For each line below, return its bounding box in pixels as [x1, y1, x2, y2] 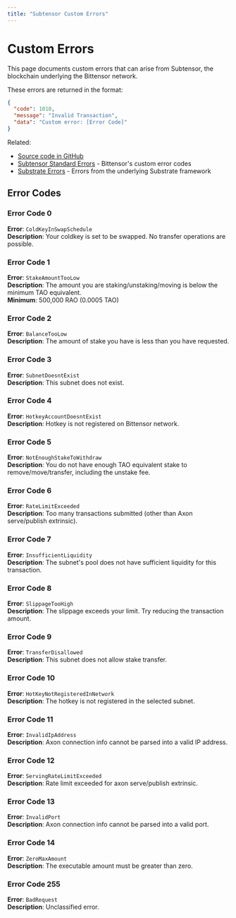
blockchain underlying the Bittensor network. [7, 71, 138, 80]
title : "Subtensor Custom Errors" [7, 10, 109, 18]
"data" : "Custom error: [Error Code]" [13, 119, 128, 126]
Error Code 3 [7, 355, 52, 365]
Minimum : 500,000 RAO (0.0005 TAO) [7, 295, 119, 304]
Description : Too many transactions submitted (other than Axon [7, 510, 193, 518]
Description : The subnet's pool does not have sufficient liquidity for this [7, 558, 217, 566]
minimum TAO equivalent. [7, 288, 82, 297]
